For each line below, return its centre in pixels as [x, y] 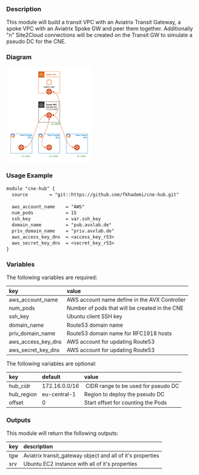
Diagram [19, 57]
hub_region [23, 394]
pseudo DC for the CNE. [36, 42]
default [51, 377]
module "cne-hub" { [31, 188]
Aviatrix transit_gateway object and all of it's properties [91, 455]
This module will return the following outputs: [62, 433]
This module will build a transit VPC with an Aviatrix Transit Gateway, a [93, 22]
